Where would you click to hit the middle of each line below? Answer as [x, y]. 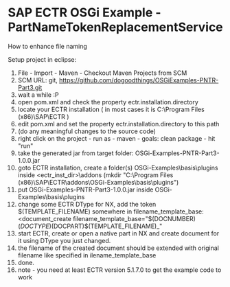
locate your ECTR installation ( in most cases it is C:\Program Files [111, 109]
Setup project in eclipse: [42, 59]
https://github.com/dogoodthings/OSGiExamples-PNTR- [139, 80]
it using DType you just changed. [64, 240]
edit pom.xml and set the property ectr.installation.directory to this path [118, 124]
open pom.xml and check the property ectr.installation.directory [108, 102]
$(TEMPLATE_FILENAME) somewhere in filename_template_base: [111, 211]
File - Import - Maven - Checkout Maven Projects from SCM [102, 73]
